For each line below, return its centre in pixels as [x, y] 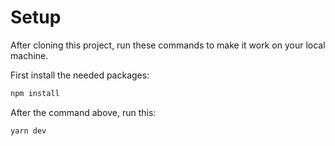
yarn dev [28, 131]
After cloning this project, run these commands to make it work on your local [168, 45]
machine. [29, 55]
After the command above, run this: [83, 112]
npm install [35, 93]
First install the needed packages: [80, 75]
